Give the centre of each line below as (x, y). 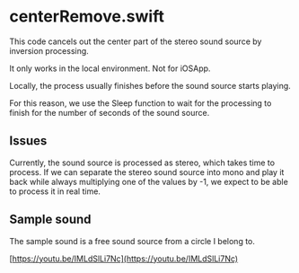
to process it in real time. (55, 191)
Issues (28, 141)
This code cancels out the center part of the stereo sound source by (136, 41)
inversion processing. (49, 50)
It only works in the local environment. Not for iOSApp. (110, 68)
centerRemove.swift (87, 17)
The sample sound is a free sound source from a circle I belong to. (132, 241)
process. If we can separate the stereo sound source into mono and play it (147, 172)
